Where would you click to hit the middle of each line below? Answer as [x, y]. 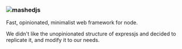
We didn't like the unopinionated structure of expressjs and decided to [91, 34]
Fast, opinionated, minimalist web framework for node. [72, 23]
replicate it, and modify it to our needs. [53, 40]
